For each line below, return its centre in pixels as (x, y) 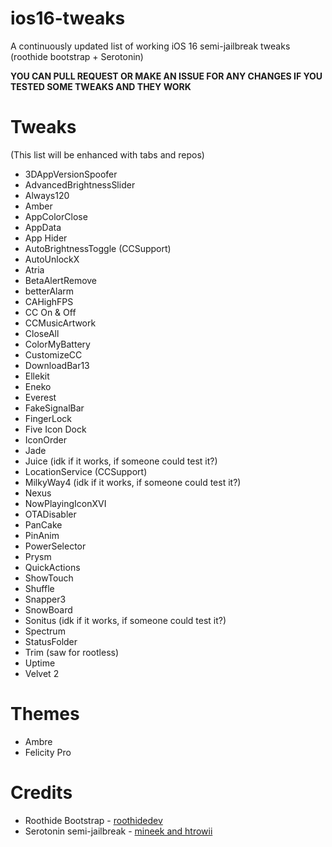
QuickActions (52, 567)
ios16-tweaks (68, 18)
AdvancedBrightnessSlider (80, 184)
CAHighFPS (49, 301)
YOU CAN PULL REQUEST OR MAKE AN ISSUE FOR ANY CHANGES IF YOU (166, 76)
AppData (43, 227)
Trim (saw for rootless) (72, 652)
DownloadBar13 (57, 365)
